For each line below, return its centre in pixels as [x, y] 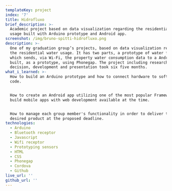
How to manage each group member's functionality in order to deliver [87, 114]
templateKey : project [28, 10]
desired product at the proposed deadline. [57, 118]
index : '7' [17, 15]
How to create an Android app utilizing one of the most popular [81, 95]
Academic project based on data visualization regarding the [77, 29]
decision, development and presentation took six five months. [79, 67]
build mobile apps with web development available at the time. [80, 100]
